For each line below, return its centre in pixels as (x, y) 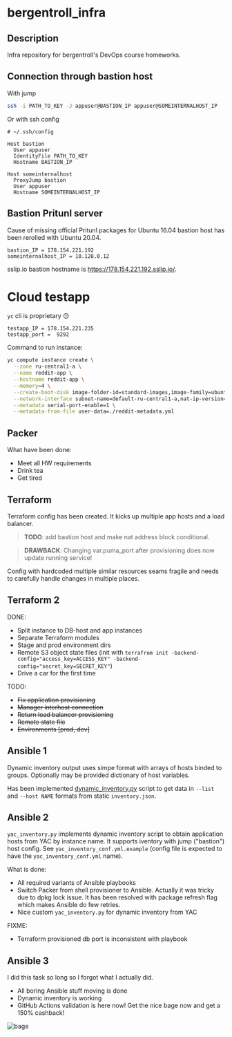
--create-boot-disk (41, 392)
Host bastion (26, 144)
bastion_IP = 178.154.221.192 (51, 250)
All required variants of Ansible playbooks (76, 883)
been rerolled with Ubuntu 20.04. (54, 237)
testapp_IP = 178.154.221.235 (51, 329)
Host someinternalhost (40, 174)
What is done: (27, 870)
